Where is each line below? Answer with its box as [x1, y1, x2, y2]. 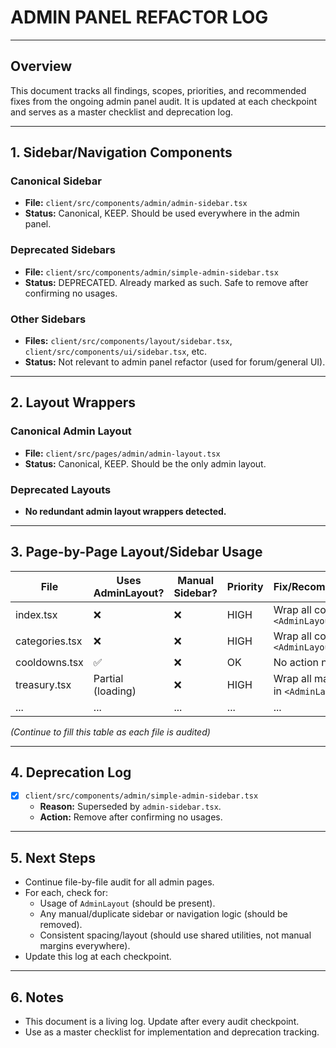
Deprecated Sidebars [10, 243, 116, 257]
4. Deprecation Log [10, 764, 132, 781]
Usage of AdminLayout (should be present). [39, 897, 216, 910]
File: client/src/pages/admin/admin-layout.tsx [24, 447, 221, 459]
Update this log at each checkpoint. [24, 951, 172, 963]
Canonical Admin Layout [10, 424, 132, 438]
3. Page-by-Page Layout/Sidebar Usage [10, 544, 263, 561]
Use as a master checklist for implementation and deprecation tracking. [24, 1026, 320, 1038]
